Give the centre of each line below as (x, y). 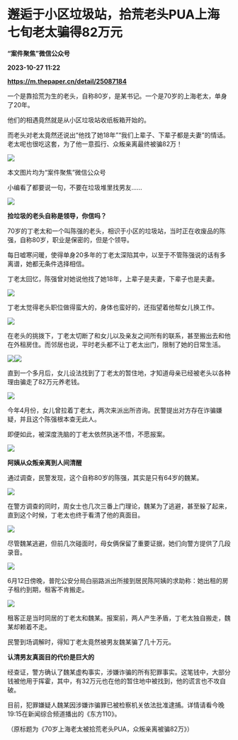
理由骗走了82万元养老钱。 (45, 381)
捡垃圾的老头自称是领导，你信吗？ (57, 216)
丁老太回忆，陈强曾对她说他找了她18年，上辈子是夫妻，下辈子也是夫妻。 (113, 278)
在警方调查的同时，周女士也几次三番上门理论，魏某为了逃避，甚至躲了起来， (119, 506)
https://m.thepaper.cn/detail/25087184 (67, 81)
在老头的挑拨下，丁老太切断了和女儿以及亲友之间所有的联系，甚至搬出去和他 (119, 335)
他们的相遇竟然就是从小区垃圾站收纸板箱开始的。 (79, 120)
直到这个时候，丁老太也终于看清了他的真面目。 (75, 515)
